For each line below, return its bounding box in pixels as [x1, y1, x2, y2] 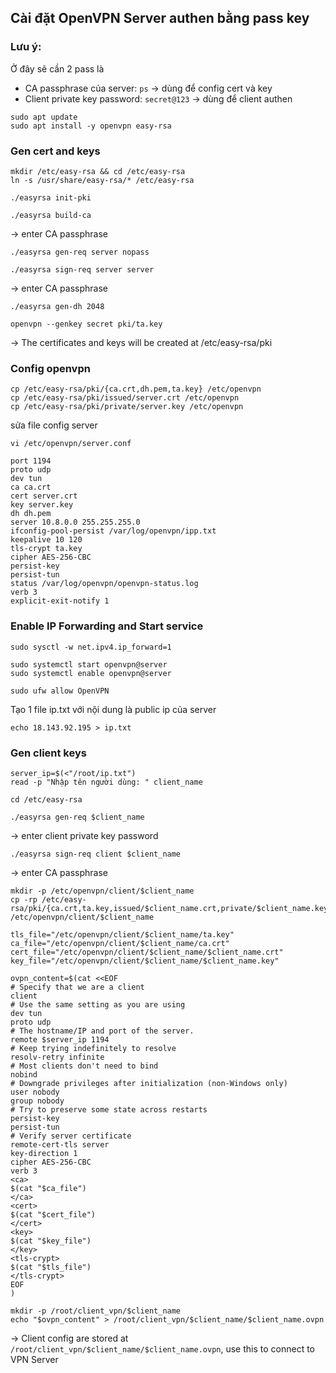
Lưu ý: [10, 40, 42, 54]
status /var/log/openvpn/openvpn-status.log [10, 579, 199, 589]
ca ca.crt [10, 482, 52, 493]
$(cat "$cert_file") [10, 1209, 97, 1220]
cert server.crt [10, 491, 78, 501]
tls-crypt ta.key [10, 544, 83, 554]
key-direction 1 [10, 1148, 78, 1158]
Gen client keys [10, 746, 87, 760]
